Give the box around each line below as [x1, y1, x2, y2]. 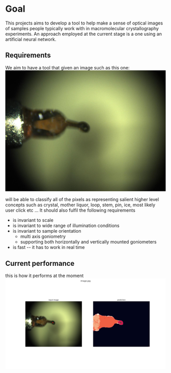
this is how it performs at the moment [5, 272, 84, 279]
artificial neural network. [5, 36, 56, 42]
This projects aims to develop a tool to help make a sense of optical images [5, 20, 163, 26]
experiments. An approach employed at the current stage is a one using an [5, 31, 162, 37]
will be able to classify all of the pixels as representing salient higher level [5, 196, 159, 203]
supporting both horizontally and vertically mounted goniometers [20, 239, 157, 245]
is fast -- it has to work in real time [12, 244, 85, 251]
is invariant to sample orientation [12, 228, 81, 234]
